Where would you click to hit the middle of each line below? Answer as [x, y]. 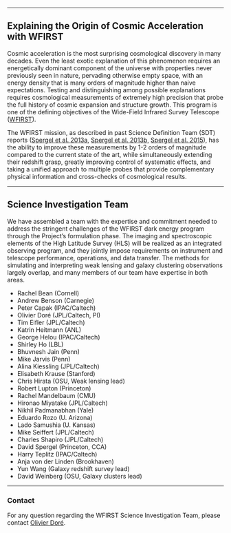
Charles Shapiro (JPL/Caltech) [60, 439]
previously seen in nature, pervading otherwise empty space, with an [105, 75]
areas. [16, 280]
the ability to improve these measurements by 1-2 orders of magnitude [107, 147]
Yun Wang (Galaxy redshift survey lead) [73, 468]
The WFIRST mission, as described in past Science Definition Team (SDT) [111, 132]
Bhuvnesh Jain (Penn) [48, 351]
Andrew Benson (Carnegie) [56, 300]
